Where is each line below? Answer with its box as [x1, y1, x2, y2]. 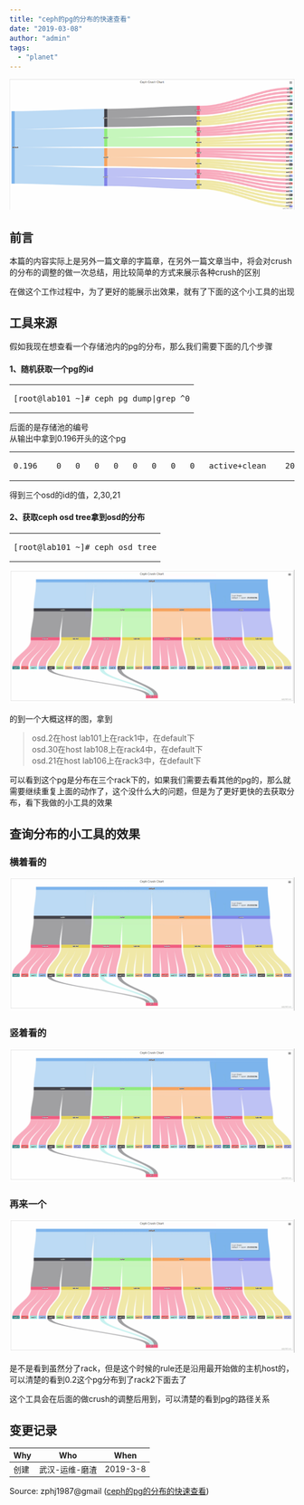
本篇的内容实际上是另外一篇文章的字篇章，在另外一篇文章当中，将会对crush [9, 256, 292, 267]
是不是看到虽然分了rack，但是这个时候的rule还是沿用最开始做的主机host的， [9, 1363, 294, 1374]
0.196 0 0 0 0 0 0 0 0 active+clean [13, 461, 267, 471]
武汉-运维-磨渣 [39, 1463, 98, 1474]
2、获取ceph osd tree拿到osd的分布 [9, 512, 146, 523]
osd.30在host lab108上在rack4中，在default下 [31, 744, 204, 755]
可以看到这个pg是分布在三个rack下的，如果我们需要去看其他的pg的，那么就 [9, 774, 291, 786]
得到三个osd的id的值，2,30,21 [9, 489, 120, 500]
